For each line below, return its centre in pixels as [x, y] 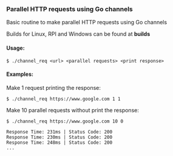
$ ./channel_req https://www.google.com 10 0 [65, 121]
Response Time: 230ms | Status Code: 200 [59, 137]
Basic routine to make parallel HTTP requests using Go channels [87, 22]
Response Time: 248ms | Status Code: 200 [59, 142]
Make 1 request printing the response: [54, 87]
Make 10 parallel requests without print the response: [73, 110]
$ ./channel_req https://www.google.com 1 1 [63, 99]
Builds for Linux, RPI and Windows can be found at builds [78, 34]
